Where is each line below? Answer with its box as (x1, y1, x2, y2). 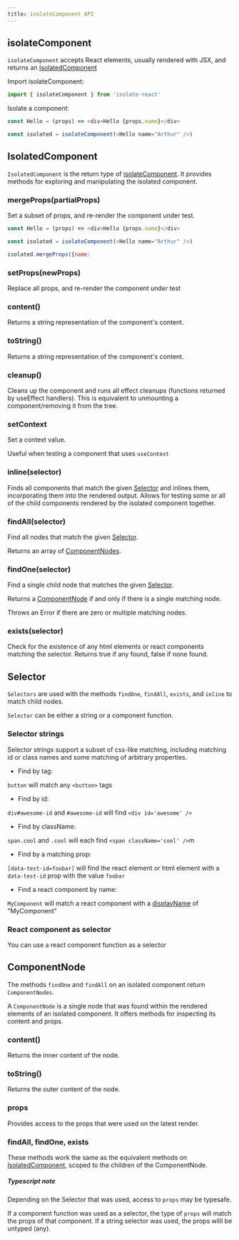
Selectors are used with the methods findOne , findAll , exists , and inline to (7, 690, 233, 698)
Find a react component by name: (17, 885, 118, 893)
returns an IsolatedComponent (7, 64, 98, 72)
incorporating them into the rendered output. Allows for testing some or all (7, 491, 226, 500)
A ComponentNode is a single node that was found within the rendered (7, 1001, 208, 1010)
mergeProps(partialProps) (7, 194, 101, 204)
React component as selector (7, 924, 112, 934)
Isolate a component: (7, 104, 70, 113)
